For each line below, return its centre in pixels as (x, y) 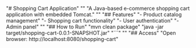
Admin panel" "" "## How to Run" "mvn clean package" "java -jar (85, 27)
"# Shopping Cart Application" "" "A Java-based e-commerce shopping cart (98, 8)
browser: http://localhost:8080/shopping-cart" (62, 39)
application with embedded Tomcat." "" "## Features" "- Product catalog (94, 14)
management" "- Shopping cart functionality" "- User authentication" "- (93, 21)
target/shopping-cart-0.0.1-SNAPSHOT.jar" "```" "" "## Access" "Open (91, 33)
